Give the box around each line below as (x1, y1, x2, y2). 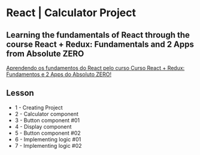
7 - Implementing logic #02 (14, 142, 82, 149)
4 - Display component (14, 123, 72, 130)
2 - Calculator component (14, 110, 79, 117)
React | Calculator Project (6, 6, 137, 20)
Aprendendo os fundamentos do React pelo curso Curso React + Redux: (6, 65, 185, 71)
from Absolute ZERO (6, 48, 84, 59)
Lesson (6, 88, 34, 98)
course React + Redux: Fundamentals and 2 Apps (6, 39, 195, 49)
